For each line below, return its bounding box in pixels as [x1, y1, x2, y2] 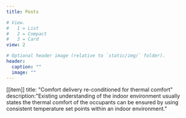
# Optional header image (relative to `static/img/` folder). [6, 53, 166, 59]
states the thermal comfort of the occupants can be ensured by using [6, 98, 179, 105]
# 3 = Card [6, 37, 39, 43]
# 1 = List [6, 25, 39, 31]
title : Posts [6, 8, 39, 15]
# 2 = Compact [6, 31, 47, 37]
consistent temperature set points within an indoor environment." [6, 105, 167, 112]
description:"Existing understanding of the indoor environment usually [6, 92, 181, 99]
